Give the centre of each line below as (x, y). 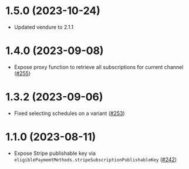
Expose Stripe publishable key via (55, 153)
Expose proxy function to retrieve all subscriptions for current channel (99, 67)
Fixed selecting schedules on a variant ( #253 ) (69, 113)
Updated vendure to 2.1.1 (44, 27)
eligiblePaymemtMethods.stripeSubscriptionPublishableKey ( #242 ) (95, 159)
